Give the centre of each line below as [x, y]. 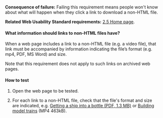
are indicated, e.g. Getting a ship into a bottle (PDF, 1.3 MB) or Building [83, 106]
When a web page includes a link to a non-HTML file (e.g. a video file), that [81, 44]
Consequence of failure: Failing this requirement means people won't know [81, 7]
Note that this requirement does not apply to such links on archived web [78, 64]
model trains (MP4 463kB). [39, 111]
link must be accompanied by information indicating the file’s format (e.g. [79, 49]
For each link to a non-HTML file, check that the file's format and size [82, 100]
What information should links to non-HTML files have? [63, 33]
